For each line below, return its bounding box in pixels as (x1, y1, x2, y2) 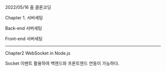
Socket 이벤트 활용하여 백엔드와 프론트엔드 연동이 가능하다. (5, 61, 120, 66)
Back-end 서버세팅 (5, 25, 42, 31)
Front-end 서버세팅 (5, 36, 43, 41)
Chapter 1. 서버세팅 (5, 15, 43, 21)
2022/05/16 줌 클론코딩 (5, 4, 51, 10)
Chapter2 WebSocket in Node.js (5, 50, 71, 56)
